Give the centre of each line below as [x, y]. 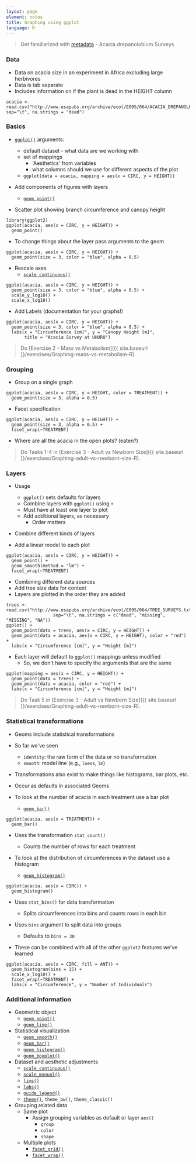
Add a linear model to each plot [52, 545]
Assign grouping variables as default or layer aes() [93, 1118]
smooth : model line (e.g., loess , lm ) [64, 763]
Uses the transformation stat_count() [60, 835]
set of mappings [43, 157]
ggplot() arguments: [39, 139]
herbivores [27, 78]
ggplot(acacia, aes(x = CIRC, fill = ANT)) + [62, 964]
